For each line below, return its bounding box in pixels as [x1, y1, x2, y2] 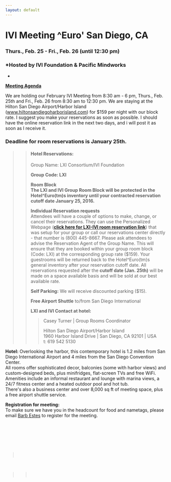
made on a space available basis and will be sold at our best [30, 273, 157, 279]
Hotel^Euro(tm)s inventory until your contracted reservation [30, 192, 161, 199]
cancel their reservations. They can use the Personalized [30, 219, 151, 225]
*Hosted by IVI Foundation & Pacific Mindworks [5, 61, 126, 68]
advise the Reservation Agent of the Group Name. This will [30, 240, 154, 246]
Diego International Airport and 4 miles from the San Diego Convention [5, 354, 154, 360]
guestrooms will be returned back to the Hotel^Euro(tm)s [30, 257, 150, 263]
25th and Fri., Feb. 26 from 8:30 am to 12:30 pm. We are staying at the [5, 98, 153, 105]
